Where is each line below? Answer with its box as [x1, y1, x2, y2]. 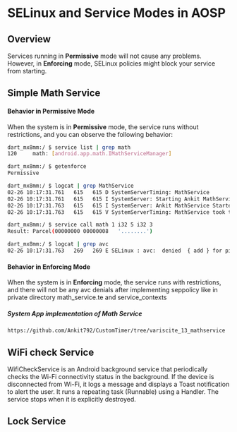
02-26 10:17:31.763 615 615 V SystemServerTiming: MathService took [7, 208, 226, 216]
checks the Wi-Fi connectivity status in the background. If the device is [7, 372, 214, 380]
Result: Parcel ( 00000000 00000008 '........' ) [7, 228, 153, 235]
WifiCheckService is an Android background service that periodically [7, 365, 208, 373]
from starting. [7, 67, 47, 75]
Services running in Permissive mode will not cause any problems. [7, 52, 202, 60]
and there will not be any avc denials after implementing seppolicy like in [7, 286, 219, 294]
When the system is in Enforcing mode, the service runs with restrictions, [7, 278, 221, 287]
